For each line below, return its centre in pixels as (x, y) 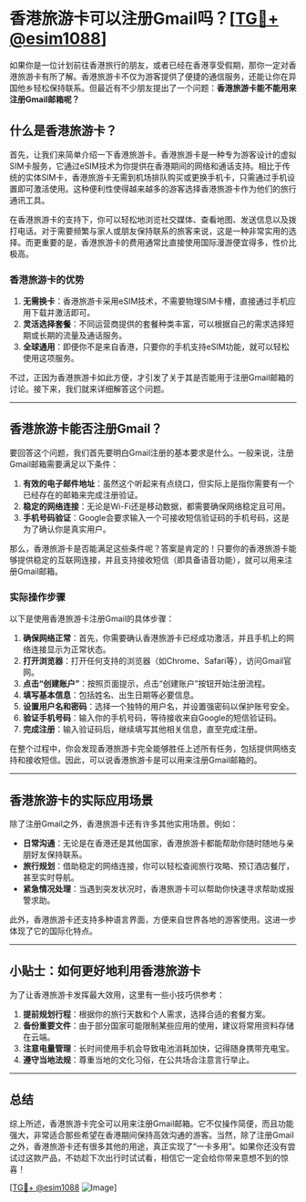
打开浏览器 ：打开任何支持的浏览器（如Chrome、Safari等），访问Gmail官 (157, 661)
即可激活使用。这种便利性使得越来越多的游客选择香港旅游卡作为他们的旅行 (157, 189)
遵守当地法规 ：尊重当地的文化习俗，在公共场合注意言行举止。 (138, 1060)
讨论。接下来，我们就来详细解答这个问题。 (89, 389)
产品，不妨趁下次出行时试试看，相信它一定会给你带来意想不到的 (160, 1157)
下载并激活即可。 (63, 313)
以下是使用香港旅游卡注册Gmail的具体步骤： (92, 619)
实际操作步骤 (38, 596)
